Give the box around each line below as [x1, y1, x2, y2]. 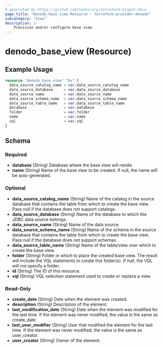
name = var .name [9, 115, 86, 119]
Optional [5, 185, 26, 192]
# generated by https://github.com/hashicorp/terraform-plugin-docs [5, 7, 147, 12]
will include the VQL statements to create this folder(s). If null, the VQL [12, 258, 153, 264]
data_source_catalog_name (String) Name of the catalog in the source [12, 196, 154, 201]
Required [5, 151, 27, 158]
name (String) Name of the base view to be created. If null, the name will [12, 167, 158, 173]
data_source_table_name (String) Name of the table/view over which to [12, 242, 156, 248]
